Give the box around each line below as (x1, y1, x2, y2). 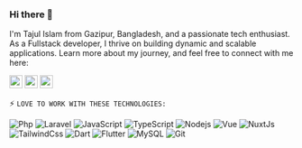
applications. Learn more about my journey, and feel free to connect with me (9, 48, 294, 59)
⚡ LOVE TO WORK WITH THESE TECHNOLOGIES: (9, 98, 167, 109)
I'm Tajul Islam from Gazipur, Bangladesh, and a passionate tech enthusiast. (9, 29, 290, 40)
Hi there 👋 (9, 8, 54, 21)
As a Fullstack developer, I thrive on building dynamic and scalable (9, 38, 257, 49)
